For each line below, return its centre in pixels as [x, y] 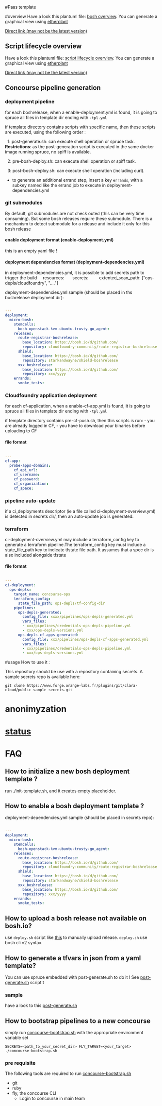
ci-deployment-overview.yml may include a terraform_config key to [72, 540]
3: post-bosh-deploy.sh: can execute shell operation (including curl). [76, 170]
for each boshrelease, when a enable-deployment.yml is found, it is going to [81, 112]
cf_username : [27, 475]
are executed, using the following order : [45, 132]
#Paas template [21, 7]
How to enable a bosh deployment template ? [74, 806]
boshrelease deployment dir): [34, 298]
